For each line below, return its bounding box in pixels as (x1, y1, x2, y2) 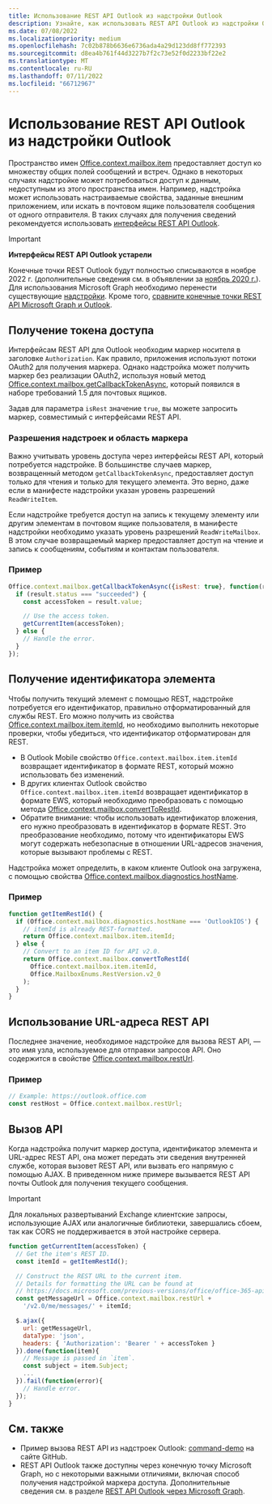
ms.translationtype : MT (8, 57, 89, 66)
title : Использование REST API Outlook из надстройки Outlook (8, 11, 223, 20)
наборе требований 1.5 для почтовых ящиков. (8, 388, 168, 397)
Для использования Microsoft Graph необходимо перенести (8, 283, 217, 292)
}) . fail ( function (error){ (15, 1377, 104, 1385)
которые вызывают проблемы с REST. (19, 847, 153, 856)
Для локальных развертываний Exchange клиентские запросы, (8, 1209, 228, 1219)
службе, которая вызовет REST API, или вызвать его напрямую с (8, 1161, 234, 1170)
